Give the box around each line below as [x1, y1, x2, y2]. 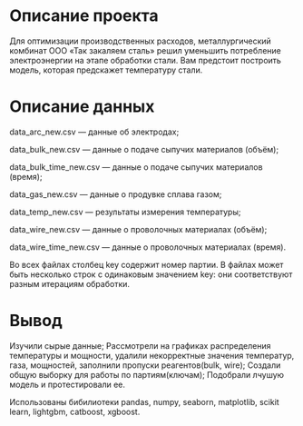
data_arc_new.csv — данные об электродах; [9, 126, 180, 137]
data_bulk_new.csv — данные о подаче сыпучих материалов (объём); [9, 144, 279, 154]
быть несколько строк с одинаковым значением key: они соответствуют [9, 269, 293, 280]
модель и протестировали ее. [9, 379, 125, 390]
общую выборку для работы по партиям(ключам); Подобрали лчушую [9, 369, 284, 380]
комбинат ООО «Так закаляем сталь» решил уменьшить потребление [9, 45, 281, 55]
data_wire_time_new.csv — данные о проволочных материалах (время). [9, 242, 287, 253]
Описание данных [9, 96, 155, 117]
